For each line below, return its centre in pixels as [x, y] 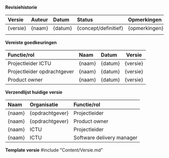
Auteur [39, 20]
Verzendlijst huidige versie [34, 92]
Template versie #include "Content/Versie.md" [54, 150]
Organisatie [44, 104]
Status [85, 20]
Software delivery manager [106, 138]
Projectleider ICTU [29, 63]
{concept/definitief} [100, 28]
